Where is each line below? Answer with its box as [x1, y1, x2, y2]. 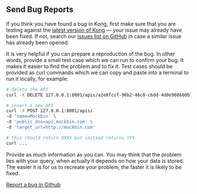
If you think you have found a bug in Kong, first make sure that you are [6, 20, 176, 27]
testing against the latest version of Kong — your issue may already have [6, 26, 182, 33]
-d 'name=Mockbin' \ [6, 114, 57, 120]
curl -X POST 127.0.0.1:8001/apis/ [6, 108, 93, 114]
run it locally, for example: [6, 75, 69, 82]
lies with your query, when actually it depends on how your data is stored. [6, 157, 185, 164]
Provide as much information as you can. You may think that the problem [6, 151, 182, 158]
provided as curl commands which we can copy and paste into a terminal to [6, 69, 189, 76]
